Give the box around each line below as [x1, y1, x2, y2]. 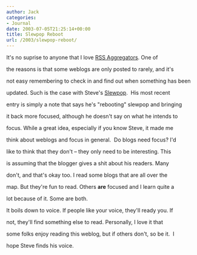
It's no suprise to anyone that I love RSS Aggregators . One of [6, 54, 158, 61]
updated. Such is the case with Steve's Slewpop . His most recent [6, 89, 171, 96]
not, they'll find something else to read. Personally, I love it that [6, 219, 164, 225]
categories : [6, 15, 36, 21]
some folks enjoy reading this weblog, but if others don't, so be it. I [6, 230, 175, 237]
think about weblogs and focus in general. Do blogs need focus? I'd [6, 136, 177, 143]
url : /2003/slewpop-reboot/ [6, 37, 78, 43]
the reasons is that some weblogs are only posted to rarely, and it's [6, 66, 174, 73]
